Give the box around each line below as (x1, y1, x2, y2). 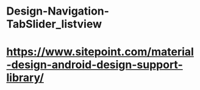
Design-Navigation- (6, 4, 110, 18)
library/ (6, 71, 45, 85)
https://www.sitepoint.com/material (6, 45, 194, 59)
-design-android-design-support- (6, 58, 183, 72)
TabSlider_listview (6, 17, 102, 31)
